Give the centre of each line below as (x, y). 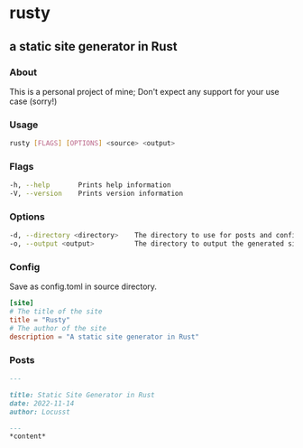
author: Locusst (40, 412)
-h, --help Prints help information (90, 185)
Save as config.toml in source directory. (83, 286)
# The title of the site (56, 312)
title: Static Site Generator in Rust (82, 395)
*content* (28, 436)
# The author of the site (58, 329)
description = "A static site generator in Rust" (105, 337)
